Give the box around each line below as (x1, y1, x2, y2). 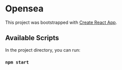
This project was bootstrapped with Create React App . (5, 19, 117, 25)
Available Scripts (5, 34, 59, 42)
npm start (5, 59, 29, 65)
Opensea (5, 3, 44, 14)
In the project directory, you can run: (5, 47, 80, 53)
